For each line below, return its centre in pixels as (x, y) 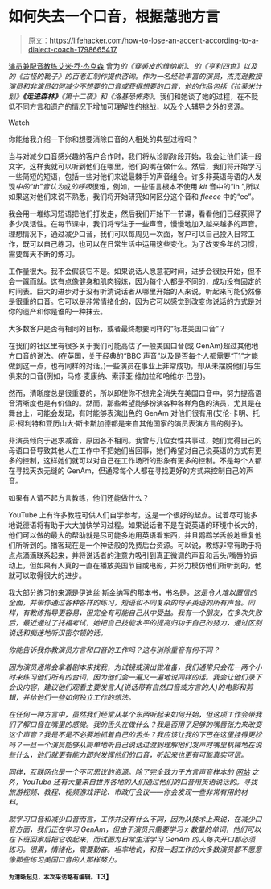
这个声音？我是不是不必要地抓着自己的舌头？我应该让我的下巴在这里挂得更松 (135, 734)
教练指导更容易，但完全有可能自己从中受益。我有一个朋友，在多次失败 (146, 613)
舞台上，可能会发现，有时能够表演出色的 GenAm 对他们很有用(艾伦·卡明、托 (134, 413)
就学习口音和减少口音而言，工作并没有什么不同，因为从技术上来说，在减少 (131, 819)
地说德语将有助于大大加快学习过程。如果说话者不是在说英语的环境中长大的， (135, 525)
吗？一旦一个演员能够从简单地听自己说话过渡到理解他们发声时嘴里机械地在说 (135, 744)
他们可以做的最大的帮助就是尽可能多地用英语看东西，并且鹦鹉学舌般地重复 (131, 535)
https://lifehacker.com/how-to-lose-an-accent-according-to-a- (154, 40)
